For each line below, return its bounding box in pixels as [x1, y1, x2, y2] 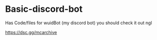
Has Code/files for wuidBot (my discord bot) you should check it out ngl [5, 20, 153, 26]
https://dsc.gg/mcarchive [5, 29, 57, 35]
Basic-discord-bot [5, 3, 83, 15]
